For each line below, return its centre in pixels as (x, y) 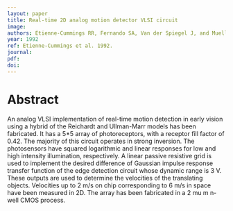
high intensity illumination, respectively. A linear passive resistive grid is (110, 155)
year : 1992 (23, 40)
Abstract (33, 100)
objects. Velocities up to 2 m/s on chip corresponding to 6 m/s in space (109, 185)
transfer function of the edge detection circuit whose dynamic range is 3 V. (114, 170)
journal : (20, 53)
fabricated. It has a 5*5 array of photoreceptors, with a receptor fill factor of (116, 133)
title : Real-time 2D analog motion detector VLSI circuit (93, 20)
